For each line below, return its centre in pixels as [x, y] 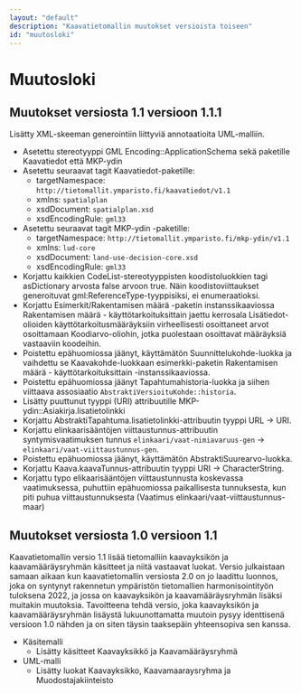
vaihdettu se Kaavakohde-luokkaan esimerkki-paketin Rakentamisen [150, 363]
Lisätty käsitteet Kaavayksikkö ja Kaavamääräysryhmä [136, 652]
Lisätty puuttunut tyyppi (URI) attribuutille [99, 401]
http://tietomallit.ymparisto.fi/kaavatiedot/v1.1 [133, 191]
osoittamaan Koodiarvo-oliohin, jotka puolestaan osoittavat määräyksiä [154, 334]
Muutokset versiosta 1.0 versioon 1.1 [113, 535]
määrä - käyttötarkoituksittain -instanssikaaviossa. [116, 372]
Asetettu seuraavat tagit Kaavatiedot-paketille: [109, 171]
